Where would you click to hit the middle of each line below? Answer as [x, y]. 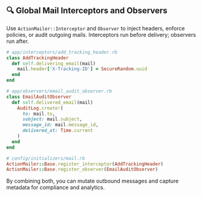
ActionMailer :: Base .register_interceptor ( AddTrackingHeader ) [85, 164]
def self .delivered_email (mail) [53, 102]
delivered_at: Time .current [58, 131]
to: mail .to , [39, 114]
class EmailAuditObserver [39, 97]
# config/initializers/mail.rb [46, 158]
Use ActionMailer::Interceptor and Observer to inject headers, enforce [96, 28]
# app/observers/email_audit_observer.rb [59, 91]
